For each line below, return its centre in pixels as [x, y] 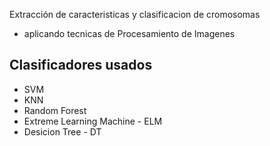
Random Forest [55, 110]
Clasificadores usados [81, 65]
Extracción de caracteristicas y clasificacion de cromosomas [135, 14]
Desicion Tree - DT [62, 131]
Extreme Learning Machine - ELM [93, 121]
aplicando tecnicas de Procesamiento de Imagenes [129, 33]
